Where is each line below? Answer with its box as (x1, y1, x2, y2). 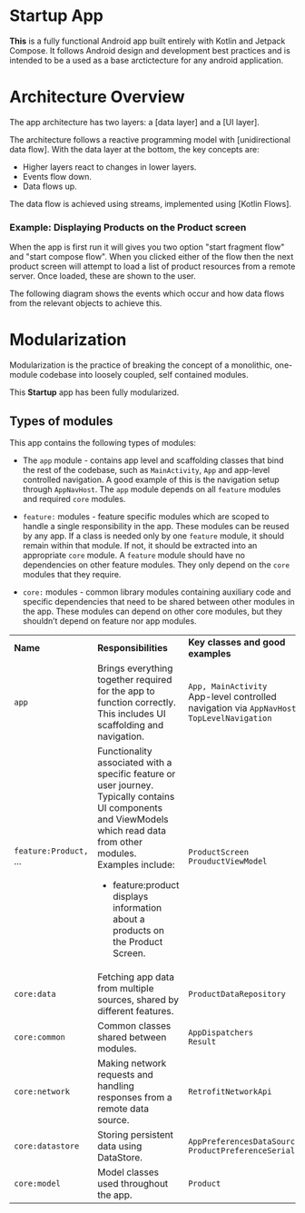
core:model (14, 1178, 61, 1188)
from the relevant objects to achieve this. (9, 298, 162, 309)
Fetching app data (96, 971, 175, 983)
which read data (96, 823, 166, 836)
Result (187, 1036, 217, 1047)
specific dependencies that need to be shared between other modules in (22, 596, 295, 606)
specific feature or (96, 767, 176, 780)
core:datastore (14, 1140, 80, 1151)
